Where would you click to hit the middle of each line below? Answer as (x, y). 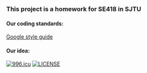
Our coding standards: (35, 24)
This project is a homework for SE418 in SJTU (74, 9)
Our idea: (18, 51)
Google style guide (29, 37)
